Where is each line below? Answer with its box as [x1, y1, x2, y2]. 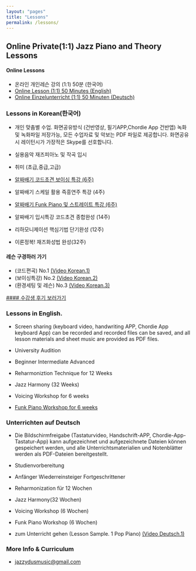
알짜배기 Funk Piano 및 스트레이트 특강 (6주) [14, 201, 117, 208]
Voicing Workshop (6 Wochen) [14, 507, 89, 515]
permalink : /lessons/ [6, 19, 59, 25]
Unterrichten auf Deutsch [6, 418, 80, 426]
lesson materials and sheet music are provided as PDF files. [14, 335, 160, 342]
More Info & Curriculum [6, 545, 75, 553]
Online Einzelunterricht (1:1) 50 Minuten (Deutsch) [14, 94, 135, 101]
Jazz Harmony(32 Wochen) [14, 496, 82, 503]
